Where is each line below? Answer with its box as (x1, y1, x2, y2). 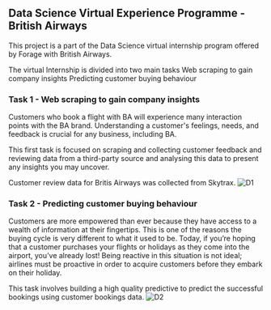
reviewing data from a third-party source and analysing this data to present (8, 154, 259, 163)
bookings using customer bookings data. (8, 292, 145, 302)
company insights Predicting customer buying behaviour (8, 73, 197, 83)
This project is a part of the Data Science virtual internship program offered (8, 40, 260, 50)
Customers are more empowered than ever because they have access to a (8, 216, 257, 226)
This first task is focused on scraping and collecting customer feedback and (8, 145, 262, 155)
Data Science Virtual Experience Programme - (8, 6, 245, 20)
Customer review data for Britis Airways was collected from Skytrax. (8, 178, 236, 188)
